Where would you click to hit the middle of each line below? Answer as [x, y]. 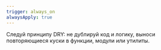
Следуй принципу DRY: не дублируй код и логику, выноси [81, 34]
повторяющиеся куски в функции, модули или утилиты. [78, 40]
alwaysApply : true [29, 17]
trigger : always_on [31, 12]
